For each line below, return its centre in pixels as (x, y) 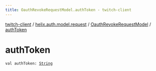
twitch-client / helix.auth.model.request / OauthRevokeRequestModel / (78, 24)
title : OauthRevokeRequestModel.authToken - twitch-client (68, 10)
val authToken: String (29, 63)
